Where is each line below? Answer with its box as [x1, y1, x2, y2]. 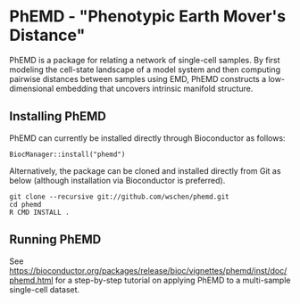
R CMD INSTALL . [9, 208, 70, 217]
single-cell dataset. [9, 283, 80, 295]
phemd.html [9, 275, 54, 285]
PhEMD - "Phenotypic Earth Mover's [9, 6, 287, 27]
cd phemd [9, 200, 42, 209]
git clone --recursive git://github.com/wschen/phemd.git [9, 192, 229, 201]
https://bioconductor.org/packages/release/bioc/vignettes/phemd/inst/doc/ [9, 265, 287, 275]
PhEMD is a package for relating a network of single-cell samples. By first [9, 54, 280, 65]
